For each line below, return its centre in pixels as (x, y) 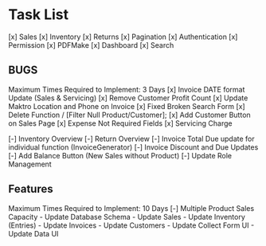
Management (30, 164)
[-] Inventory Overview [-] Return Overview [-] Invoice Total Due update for (131, 139)
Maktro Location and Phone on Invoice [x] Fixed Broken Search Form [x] (127, 106)
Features (31, 189)
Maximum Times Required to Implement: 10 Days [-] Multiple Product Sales (131, 208)
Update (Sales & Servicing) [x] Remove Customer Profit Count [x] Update (128, 98)
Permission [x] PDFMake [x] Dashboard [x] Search (91, 45)
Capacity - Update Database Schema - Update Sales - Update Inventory (127, 217)
